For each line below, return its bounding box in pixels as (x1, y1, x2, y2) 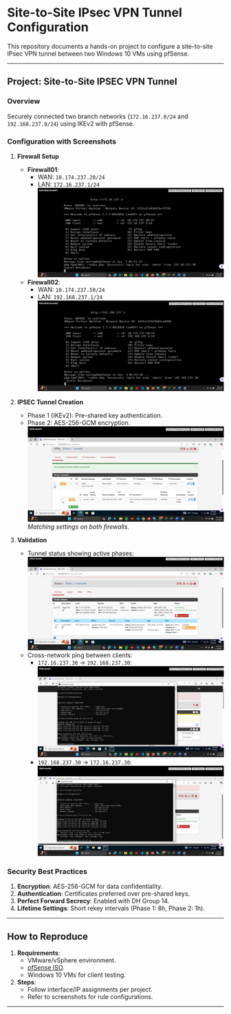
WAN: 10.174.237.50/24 (37, 285, 105, 294)
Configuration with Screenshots (7, 136, 117, 146)
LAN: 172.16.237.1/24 (37, 180, 100, 188)
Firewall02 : (27, 278, 60, 286)
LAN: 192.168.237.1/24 (37, 292, 103, 300)
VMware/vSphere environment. (27, 956, 116, 965)
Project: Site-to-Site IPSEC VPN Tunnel (7, 76, 177, 87)
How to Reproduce (7, 930, 88, 943)
